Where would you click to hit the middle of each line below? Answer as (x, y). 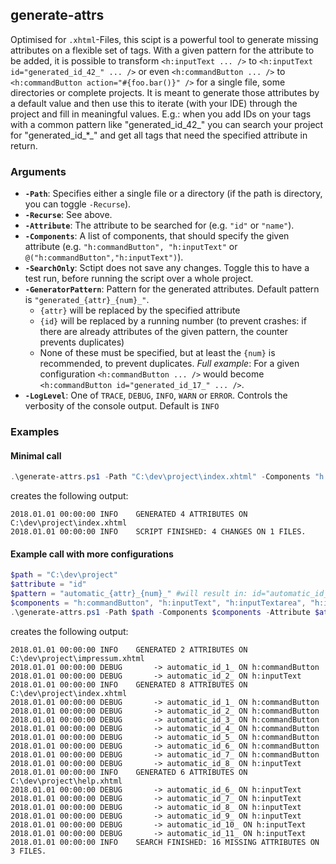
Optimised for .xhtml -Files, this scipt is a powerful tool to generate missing (164, 39)
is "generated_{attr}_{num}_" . (87, 300)
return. (24, 145)
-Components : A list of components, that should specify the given (157, 236)
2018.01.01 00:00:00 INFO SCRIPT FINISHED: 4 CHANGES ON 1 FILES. (158, 532)
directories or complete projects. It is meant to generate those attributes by (165, 92)
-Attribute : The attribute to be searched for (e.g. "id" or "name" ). (159, 225)
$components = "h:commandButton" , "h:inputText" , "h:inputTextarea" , (158, 603)
